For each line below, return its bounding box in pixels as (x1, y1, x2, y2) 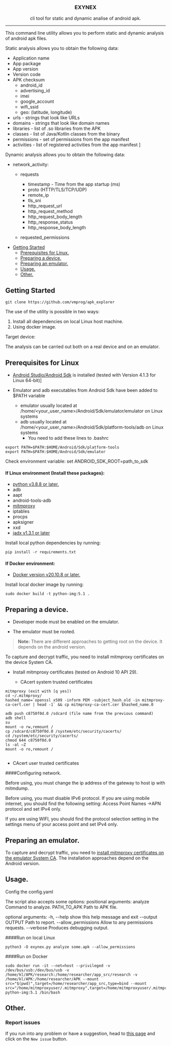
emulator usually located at (20, 402, 77, 409)
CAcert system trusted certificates (20, 679, 93, 685)
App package (12, 61, 41, 67)
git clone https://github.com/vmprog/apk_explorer (5, 300, 115, 305)
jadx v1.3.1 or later (12, 530, 50, 536)
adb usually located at (20, 418, 67, 424)
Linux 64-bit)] (12, 377, 42, 383)
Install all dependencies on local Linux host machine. (12, 318, 124, 325)
